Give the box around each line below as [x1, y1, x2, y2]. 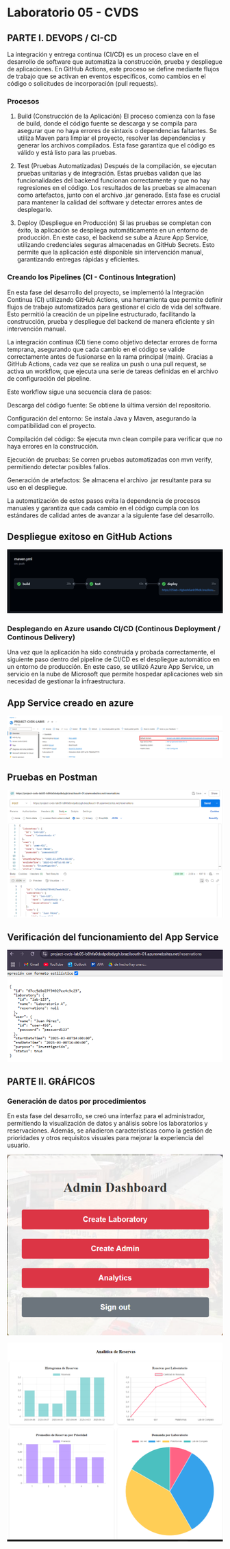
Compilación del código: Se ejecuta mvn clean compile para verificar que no [7, 434, 222, 443]
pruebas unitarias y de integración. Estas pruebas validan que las [16, 169, 202, 178]
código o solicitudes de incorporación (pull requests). [7, 80, 159, 87]
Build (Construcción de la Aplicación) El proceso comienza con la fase [16, 112, 216, 121]
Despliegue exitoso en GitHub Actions [7, 530, 172, 543]
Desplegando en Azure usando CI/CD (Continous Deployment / [7, 624, 221, 633]
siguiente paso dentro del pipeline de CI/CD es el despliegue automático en [7, 655, 220, 663]
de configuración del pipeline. [7, 374, 91, 382]
